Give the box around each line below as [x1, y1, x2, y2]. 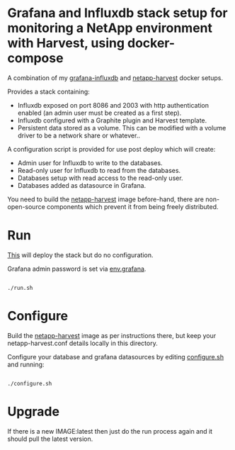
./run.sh [7, 284, 33, 291]
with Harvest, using [7, 35, 125, 51]
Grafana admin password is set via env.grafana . [7, 264, 147, 273]
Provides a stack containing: [7, 87, 90, 96]
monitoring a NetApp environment [7, 20, 213, 36]
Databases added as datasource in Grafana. [17, 181, 147, 189]
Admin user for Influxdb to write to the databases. [17, 158, 163, 167]
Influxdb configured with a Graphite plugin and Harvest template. [17, 116, 207, 125]
